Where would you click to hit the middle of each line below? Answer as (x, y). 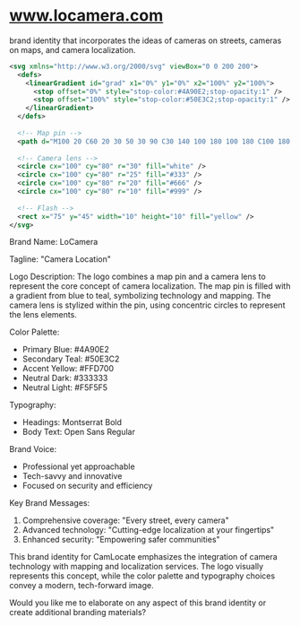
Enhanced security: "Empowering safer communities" (121, 540)
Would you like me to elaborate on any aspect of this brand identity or (138, 603)
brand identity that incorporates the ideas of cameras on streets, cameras (146, 40)
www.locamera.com (86, 16)
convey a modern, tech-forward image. (81, 586)
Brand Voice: (33, 449)
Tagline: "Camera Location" (60, 259)
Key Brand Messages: (50, 503)
